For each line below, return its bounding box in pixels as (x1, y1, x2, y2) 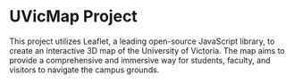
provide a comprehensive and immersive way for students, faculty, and (9, 55, 271, 65)
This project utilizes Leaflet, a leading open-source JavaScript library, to (9, 36, 275, 46)
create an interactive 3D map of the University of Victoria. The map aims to (9, 45, 285, 55)
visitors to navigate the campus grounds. (9, 64, 160, 75)
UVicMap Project (9, 6, 139, 27)
